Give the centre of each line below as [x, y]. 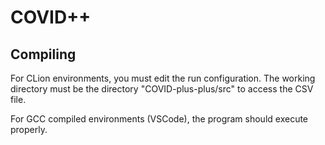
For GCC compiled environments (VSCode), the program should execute [159, 119]
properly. [29, 129]
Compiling [43, 54]
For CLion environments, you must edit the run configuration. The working [163, 78]
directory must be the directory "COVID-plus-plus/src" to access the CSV [162, 89]
